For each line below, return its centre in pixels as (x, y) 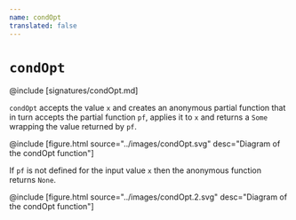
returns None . (32, 180)
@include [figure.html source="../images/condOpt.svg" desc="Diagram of (145, 144)
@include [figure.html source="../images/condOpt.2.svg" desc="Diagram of (148, 197)
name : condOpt (36, 17)
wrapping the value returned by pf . (73, 127)
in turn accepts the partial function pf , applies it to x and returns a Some (139, 117)
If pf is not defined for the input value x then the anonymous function (136, 170)
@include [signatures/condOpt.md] (74, 90)
